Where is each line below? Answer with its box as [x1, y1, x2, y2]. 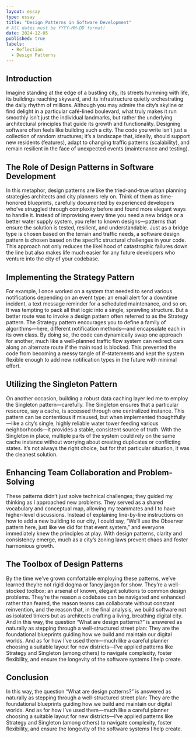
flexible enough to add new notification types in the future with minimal [6, 356, 177, 363]
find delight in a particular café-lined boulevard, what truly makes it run [6, 108, 177, 115]
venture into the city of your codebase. [6, 255, 100, 262]
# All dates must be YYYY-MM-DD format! [6, 25, 106, 31]
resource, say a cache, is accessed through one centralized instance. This [6, 407, 185, 414]
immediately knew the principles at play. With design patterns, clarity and [6, 530, 183, 537]
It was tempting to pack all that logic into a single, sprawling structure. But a [6, 307, 188, 314]
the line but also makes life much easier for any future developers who [6, 249, 176, 256]
